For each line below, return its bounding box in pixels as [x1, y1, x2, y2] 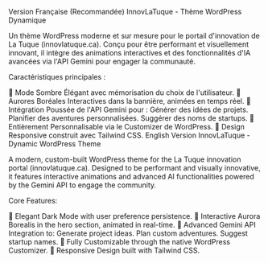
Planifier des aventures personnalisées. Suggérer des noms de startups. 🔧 [8, 113, 255, 123]
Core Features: [8, 196, 58, 205]
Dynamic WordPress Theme [8, 139, 101, 148]
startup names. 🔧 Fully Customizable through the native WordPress [8, 237, 231, 246]
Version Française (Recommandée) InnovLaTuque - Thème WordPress [8, 7, 242, 16]
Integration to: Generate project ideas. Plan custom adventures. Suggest [8, 228, 248, 238]
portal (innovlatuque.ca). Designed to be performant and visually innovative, [8, 163, 261, 172]
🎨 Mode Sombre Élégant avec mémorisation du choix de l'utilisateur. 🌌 [8, 88, 241, 97]
